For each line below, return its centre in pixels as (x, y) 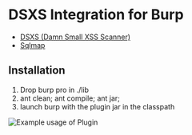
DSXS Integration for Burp (96, 15)
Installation (37, 71)
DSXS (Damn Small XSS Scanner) (75, 37)
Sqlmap (32, 45)
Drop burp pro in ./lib (54, 89)
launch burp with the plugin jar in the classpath (97, 106)
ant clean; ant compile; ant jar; (70, 98)
